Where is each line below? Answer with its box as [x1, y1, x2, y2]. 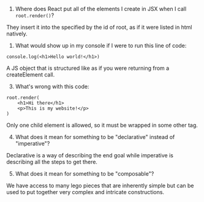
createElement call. [6, 71, 55, 78]
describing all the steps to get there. [6, 159, 98, 165]
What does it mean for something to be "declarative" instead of [15, 133, 175, 140]
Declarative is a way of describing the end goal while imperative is [6, 152, 173, 159]
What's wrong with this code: [15, 83, 89, 90]
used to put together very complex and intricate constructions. [6, 189, 164, 195]
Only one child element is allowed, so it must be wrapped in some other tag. [6, 122, 198, 129]
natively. [6, 30, 28, 37]
